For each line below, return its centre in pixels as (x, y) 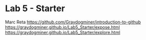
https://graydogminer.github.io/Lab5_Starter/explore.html (63, 32)
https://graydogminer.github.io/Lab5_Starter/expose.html (62, 27)
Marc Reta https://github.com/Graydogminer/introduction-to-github (73, 22)
